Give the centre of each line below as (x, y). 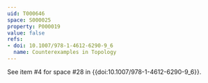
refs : (15, 39)
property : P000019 (34, 26)
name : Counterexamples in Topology (65, 53)
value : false (26, 33)
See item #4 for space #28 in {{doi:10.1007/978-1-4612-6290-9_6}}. (104, 72)
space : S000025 (29, 20)
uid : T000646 (26, 13)
